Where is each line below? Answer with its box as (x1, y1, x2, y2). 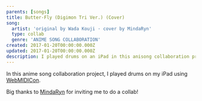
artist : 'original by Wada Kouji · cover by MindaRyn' (11, 25, 152, 32)
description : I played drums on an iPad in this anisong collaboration (6, 54, 189, 60)
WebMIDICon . (6, 76, 41, 84)
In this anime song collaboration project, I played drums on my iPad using (6, 70, 188, 77)
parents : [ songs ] (6, 8, 50, 15)
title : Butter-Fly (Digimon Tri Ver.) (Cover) (6, 14, 125, 20)
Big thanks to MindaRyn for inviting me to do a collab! (6, 88, 139, 95)
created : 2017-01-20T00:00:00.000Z (6, 43, 96, 49)
